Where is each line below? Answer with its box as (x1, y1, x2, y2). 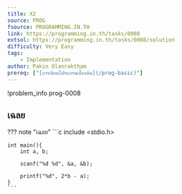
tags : (7, 50, 23, 57)
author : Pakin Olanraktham (7, 63, 87, 70)
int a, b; (20, 148, 49, 155)
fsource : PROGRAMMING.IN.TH (7, 23, 90, 30)
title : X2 (7, 10, 37, 18)
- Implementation (20, 56, 71, 63)
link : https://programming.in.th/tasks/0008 (7, 30, 140, 37)
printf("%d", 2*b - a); (20, 173, 90, 180)
